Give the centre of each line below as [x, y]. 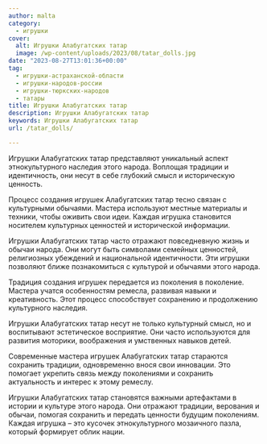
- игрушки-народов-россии [59, 83]
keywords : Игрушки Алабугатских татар [73, 121]
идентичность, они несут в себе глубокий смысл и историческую [122, 175]
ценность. [25, 184]
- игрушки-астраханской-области [70, 76]
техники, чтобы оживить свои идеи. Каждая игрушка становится [120, 216]
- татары [30, 98]
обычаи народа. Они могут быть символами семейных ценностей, [123, 249]
